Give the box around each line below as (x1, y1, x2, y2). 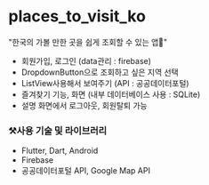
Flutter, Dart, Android (20, 145, 99, 157)
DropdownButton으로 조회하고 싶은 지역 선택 (20, 67, 179, 77)
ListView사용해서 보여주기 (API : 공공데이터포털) (20, 77, 189, 88)
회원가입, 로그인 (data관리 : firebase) (20, 55, 152, 66)
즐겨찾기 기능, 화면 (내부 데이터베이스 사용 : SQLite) (20, 89, 201, 100)
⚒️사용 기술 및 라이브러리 (8, 125, 108, 137)
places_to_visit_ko (8, 6, 146, 27)
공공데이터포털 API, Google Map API (20, 165, 150, 176)
